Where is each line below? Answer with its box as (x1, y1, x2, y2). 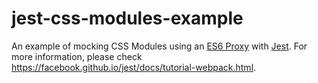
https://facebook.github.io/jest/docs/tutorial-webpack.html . (11, 61, 257, 73)
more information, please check (11, 50, 143, 62)
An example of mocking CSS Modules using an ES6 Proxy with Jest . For (11, 40, 308, 52)
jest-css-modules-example (11, 7, 244, 30)
